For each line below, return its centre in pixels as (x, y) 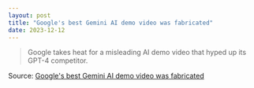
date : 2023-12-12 (37, 30)
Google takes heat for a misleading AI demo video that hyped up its (137, 53)
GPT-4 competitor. (58, 60)
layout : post (30, 15)
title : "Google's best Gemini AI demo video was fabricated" (111, 23)
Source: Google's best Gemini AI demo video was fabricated (106, 76)
